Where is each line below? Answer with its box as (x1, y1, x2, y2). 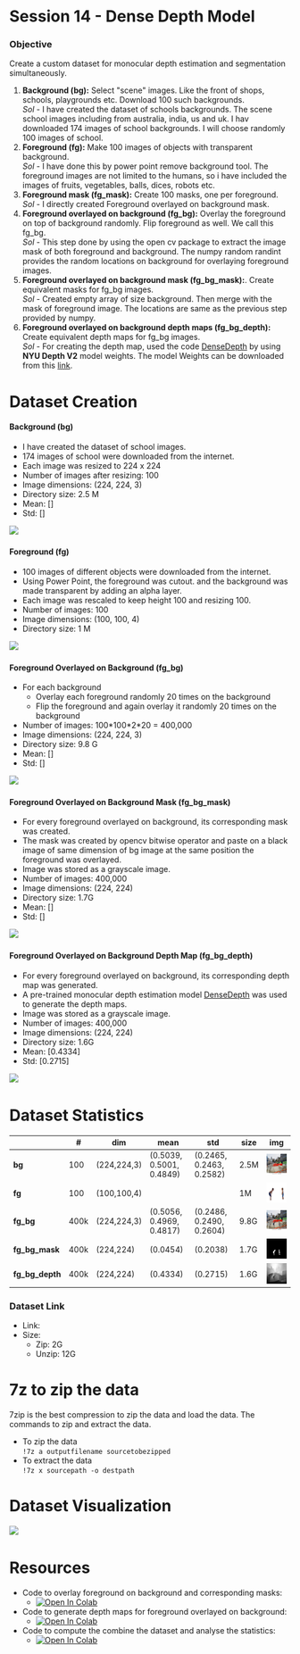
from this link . (21, 360, 73, 371)
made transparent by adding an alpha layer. (21, 586, 183, 596)
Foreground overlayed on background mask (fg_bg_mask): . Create (21, 275, 274, 286)
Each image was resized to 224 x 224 (21, 460, 162, 470)
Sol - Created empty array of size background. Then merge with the (21, 294, 272, 304)
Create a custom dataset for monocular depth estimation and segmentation (9, 58, 286, 69)
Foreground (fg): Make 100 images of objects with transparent (21, 142, 253, 153)
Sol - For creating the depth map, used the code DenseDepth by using (21, 341, 281, 352)
